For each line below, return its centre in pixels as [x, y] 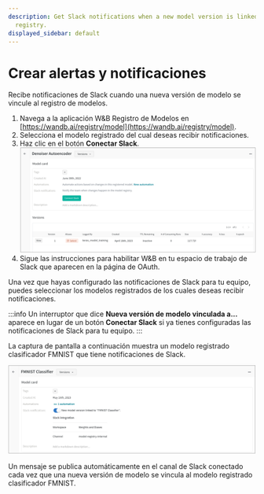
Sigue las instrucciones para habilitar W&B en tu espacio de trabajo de [133, 259]
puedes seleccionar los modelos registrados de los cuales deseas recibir [126, 290]
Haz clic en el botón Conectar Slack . [79, 144]
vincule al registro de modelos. [58, 103]
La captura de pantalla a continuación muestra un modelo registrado [119, 346]
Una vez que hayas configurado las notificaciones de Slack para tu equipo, [130, 282]
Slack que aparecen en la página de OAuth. [90, 267]
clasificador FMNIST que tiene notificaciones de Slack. [97, 355]
